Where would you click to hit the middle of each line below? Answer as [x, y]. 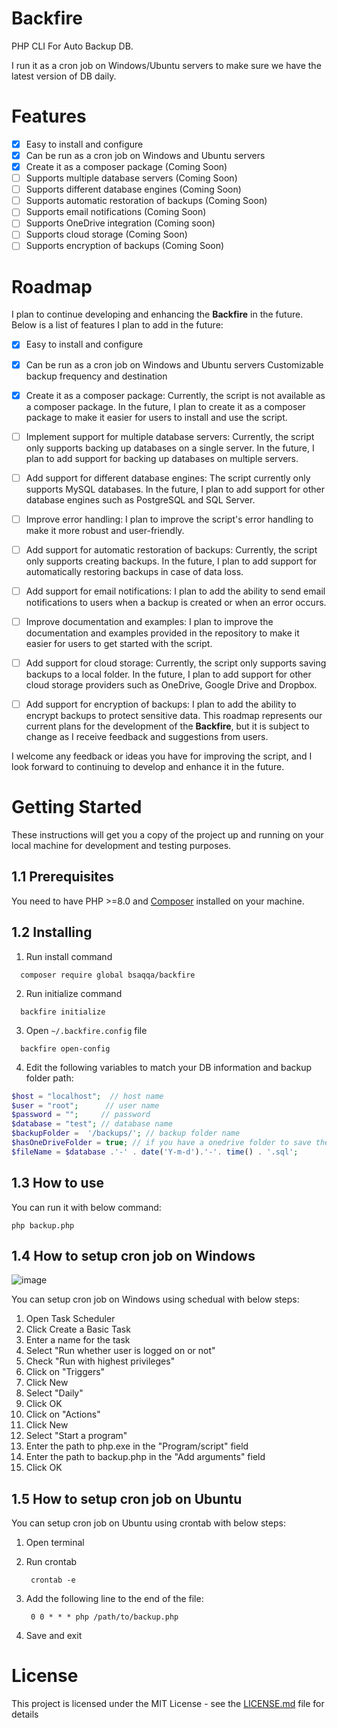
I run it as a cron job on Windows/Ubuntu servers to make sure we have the [166, 65]
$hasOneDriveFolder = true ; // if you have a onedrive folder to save [161, 1143]
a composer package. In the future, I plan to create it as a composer [165, 406]
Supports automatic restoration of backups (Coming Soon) [146, 201]
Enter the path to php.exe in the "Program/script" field [137, 1446]
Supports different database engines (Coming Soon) [133, 189]
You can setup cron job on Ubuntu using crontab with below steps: [148, 1523]
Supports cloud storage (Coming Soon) [106, 234]
